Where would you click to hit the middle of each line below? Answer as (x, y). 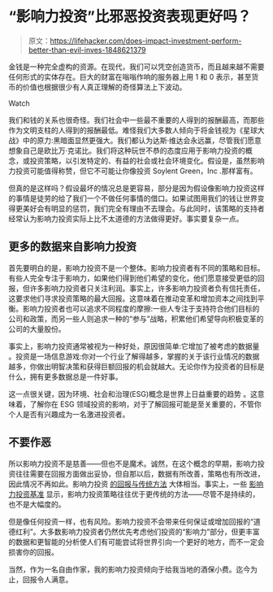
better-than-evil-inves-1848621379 (87, 50)
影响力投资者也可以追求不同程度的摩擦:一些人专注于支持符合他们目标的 (141, 308)
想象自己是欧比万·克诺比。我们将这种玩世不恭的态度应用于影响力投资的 (127, 150)
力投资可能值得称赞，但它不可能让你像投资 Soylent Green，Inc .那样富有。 (133, 171)
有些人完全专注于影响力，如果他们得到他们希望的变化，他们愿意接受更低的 (133, 278)
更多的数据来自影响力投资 (72, 247)
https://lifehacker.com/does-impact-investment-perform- (146, 41)
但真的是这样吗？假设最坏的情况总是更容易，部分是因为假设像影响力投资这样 (136, 188)
